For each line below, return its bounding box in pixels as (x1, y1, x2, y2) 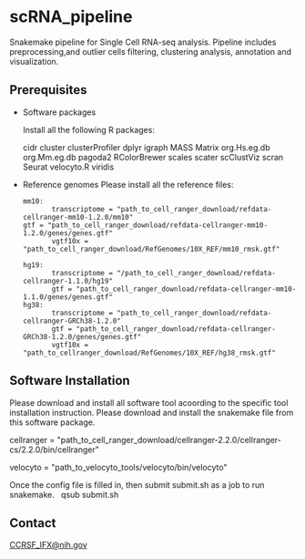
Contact (9, 515, 56, 531)
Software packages (22, 107, 97, 118)
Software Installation (9, 373, 130, 388)
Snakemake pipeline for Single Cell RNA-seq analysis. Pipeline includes (9, 36, 277, 47)
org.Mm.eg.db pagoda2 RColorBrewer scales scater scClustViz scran (22, 151, 284, 162)
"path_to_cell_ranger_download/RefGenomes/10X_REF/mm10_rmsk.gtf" (22, 244, 280, 254)
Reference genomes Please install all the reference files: (22, 179, 234, 190)
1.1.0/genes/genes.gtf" (22, 292, 114, 302)
